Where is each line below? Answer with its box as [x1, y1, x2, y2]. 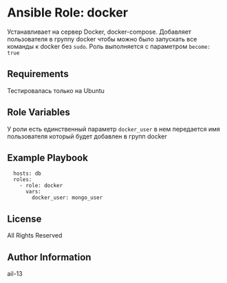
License [7, 213, 42, 224]
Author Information [7, 251, 91, 263]
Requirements [7, 68, 69, 80]
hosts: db [13, 170, 41, 177]
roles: [13, 176, 32, 183]
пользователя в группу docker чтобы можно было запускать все [7, 34, 197, 43]
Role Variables [7, 107, 70, 118]
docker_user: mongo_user [32, 194, 103, 201]
